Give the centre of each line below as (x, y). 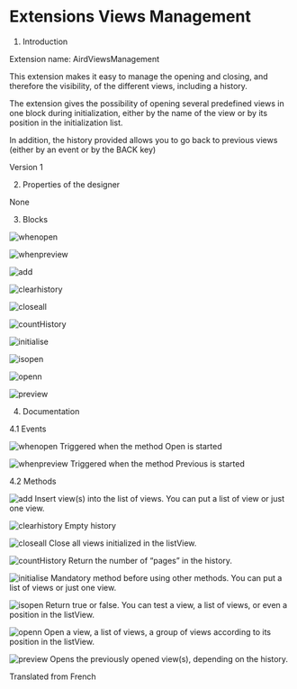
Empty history (90, 525)
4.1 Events (28, 429)
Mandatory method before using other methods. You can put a (166, 577)
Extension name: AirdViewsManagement (85, 59)
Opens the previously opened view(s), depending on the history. (169, 658)
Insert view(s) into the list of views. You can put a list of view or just (160, 498)
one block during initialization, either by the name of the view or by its (139, 113)
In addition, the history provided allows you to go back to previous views (144, 140)
